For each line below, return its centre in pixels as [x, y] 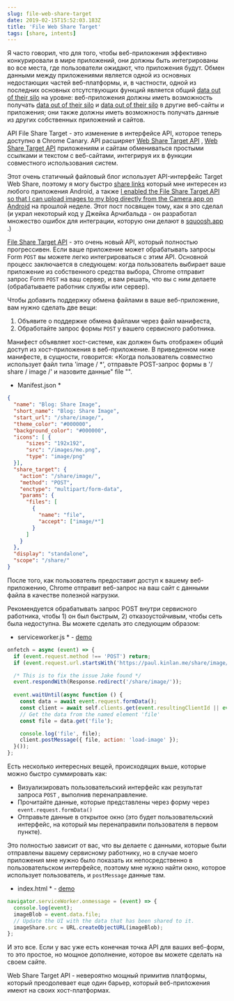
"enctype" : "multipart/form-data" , [71, 489]
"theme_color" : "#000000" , [53, 424]
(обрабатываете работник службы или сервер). [78, 286]
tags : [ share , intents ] [42, 33]
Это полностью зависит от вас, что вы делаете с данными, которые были [117, 845]
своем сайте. [27, 962]
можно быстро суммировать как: [57, 774]
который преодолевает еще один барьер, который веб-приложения [109, 983]
